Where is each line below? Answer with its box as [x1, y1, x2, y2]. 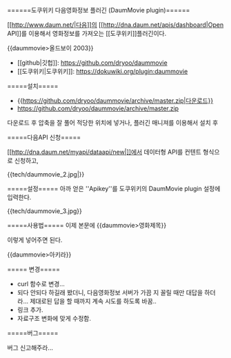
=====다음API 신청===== [7, 133, 81, 141]
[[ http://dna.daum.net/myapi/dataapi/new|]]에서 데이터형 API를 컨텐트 [7, 148, 202, 156]
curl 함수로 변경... [17, 280, 66, 288]
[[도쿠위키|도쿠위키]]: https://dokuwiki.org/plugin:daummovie [17, 68, 188, 75]
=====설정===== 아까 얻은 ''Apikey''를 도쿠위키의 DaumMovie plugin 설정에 [7, 185, 221, 192]
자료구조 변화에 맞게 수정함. [17, 315, 92, 322]
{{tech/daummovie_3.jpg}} [7, 207, 83, 215]
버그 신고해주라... [7, 344, 54, 352]
